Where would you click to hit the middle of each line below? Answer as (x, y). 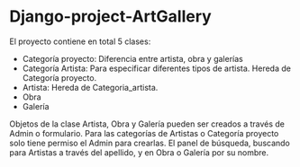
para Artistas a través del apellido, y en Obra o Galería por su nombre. (139, 152)
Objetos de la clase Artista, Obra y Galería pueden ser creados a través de (147, 124)
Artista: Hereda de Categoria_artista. (90, 87)
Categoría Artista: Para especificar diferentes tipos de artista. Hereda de (156, 68)
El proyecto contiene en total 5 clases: (80, 41)
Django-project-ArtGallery (110, 17)
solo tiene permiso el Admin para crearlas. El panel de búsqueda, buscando (150, 143)
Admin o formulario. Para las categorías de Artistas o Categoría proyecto (144, 133)
